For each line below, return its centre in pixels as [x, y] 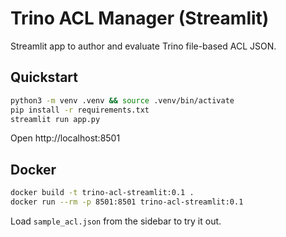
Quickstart [44, 77]
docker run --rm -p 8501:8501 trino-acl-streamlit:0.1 [127, 202]
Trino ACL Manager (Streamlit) [140, 18]
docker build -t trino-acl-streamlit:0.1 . [102, 193]
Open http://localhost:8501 [65, 138]
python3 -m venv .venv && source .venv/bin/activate [122, 100]
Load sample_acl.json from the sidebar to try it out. [116, 221]
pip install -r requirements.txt [80, 110]
